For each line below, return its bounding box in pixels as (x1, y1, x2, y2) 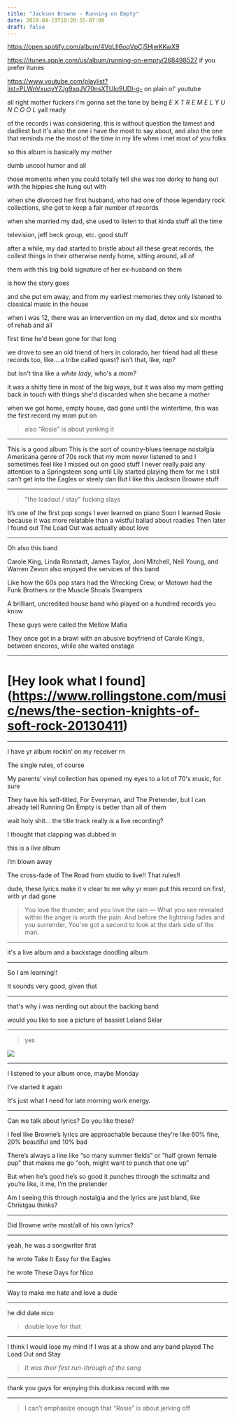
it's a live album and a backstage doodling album (7, 948, 148, 957)
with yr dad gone (7, 892, 57, 900)
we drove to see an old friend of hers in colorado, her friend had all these (7, 348, 218, 357)
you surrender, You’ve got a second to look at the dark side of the (24, 921, 215, 929)
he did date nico (7, 1309, 54, 1317)
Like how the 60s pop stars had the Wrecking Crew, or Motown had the (7, 578, 213, 587)
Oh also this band (7, 544, 58, 552)
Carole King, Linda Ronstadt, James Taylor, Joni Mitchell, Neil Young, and (7, 557, 219, 566)
